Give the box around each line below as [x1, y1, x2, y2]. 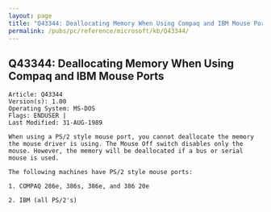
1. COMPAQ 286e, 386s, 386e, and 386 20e [8, 182, 150, 190]
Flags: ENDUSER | [8, 112, 67, 120]
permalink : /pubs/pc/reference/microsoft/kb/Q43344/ [8, 27, 190, 35]
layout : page [8, 11, 52, 20]
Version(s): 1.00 [8, 98, 67, 106]
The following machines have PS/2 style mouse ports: [8, 168, 194, 177]
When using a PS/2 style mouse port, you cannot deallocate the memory [8, 133, 254, 141]
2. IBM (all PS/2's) [8, 197, 78, 205]
